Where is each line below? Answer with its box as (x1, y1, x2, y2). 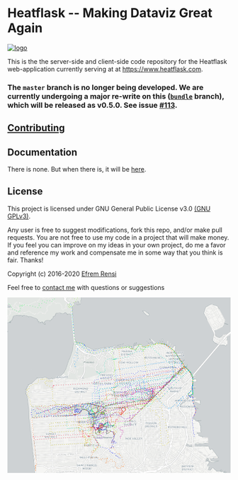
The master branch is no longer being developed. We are (7, 82, 204, 92)
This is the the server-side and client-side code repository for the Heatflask (7, 57, 227, 65)
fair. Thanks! (7, 255, 44, 264)
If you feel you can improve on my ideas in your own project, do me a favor (7, 240, 226, 249)
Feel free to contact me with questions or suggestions (7, 283, 165, 291)
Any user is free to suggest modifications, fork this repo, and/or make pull (7, 225, 223, 234)
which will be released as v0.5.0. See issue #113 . (7, 100, 178, 110)
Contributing (7, 122, 65, 134)
